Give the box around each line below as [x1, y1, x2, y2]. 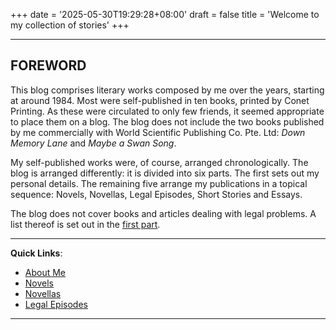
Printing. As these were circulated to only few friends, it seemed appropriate [10, 105, 325, 117]
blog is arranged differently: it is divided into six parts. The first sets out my [10, 167, 320, 179]
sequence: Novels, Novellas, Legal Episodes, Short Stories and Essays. [10, 188, 303, 200]
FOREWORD [10, 57, 87, 74]
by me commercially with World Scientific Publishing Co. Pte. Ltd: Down [10, 126, 306, 138]
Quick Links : [10, 247, 63, 259]
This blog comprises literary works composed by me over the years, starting [10, 84, 325, 96]
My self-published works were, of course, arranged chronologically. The [10, 156, 309, 168]
